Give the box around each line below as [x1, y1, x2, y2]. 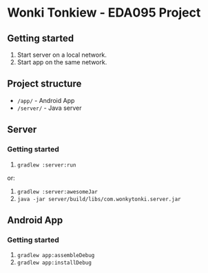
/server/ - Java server [17, 104, 82, 112]
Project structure [7, 78, 82, 90]
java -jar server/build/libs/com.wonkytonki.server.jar [17, 196, 181, 203]
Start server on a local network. [17, 50, 107, 59]
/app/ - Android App [17, 96, 75, 104]
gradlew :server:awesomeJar [17, 188, 98, 195]
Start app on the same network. [17, 58, 107, 66]
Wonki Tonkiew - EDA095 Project [7, 5, 201, 21]
